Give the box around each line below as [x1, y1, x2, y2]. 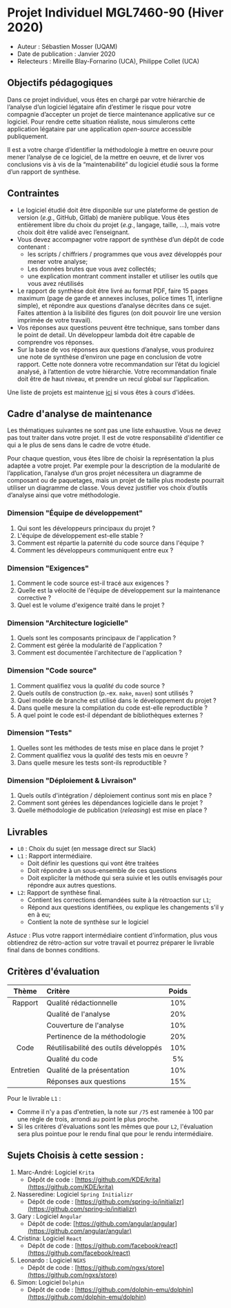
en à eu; [27, 910, 51, 919]
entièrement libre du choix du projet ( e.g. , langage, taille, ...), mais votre [17, 220, 221, 229]
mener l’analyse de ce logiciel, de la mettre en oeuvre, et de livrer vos [7, 153, 205, 161]
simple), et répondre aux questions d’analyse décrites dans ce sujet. [17, 301, 212, 309]
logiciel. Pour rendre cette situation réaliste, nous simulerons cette [7, 117, 195, 126]
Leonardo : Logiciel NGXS [17, 1256, 86, 1264]
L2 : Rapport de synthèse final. [17, 888, 102, 896]
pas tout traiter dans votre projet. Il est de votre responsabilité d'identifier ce [7, 434, 224, 442]
